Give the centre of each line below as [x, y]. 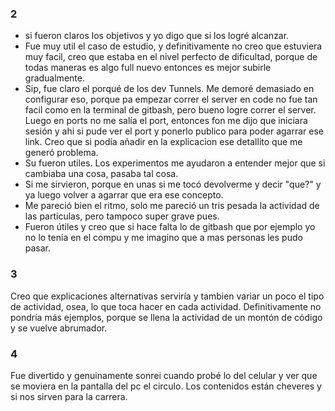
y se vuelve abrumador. [59, 328]
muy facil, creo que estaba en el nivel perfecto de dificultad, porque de [171, 57]
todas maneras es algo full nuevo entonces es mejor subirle [148, 68]
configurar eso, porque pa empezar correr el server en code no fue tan [171, 99]
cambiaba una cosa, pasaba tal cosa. [101, 174]
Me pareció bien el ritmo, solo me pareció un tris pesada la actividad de [172, 206]
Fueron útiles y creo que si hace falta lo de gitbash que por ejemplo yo [170, 227]
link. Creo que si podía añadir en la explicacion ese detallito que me [163, 142]
